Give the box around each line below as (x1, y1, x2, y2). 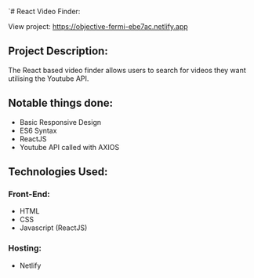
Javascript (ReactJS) (19, 223, 88, 232)
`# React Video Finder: (8, 7, 81, 16)
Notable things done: (8, 97, 114, 110)
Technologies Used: (8, 165, 108, 179)
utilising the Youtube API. (8, 74, 89, 83)
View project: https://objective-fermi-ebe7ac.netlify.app (8, 22, 188, 31)
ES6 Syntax (19, 126, 57, 135)
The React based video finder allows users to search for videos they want (8, 65, 247, 75)
